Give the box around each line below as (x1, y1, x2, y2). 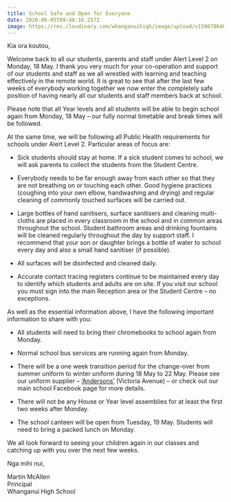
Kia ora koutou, (7, 42, 50, 50)
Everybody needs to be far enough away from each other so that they (16, 174, 215, 182)
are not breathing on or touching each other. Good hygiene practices (16, 182, 212, 190)
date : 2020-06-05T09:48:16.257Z (7, 17, 100, 23)
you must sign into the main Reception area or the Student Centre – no (16, 287, 217, 296)
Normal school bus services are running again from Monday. (16, 349, 189, 358)
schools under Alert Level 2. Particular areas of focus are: (7, 140, 170, 149)
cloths (16, 217, 35, 225)
